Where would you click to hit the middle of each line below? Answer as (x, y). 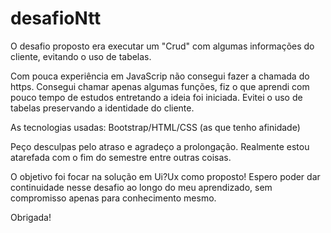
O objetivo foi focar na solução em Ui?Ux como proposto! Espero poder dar (165, 176)
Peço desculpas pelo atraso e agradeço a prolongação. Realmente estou (160, 146)
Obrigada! (31, 217)
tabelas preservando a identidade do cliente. (102, 108)
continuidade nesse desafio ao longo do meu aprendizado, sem (141, 187)
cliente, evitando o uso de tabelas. (81, 56)
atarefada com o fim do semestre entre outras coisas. (121, 157)
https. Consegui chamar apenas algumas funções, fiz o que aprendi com (160, 86)
